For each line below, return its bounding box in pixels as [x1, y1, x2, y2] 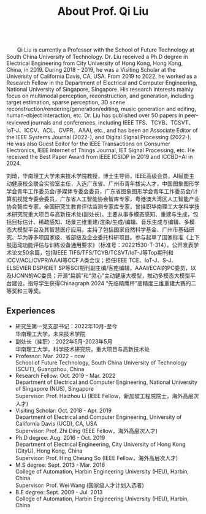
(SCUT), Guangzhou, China [15, 366, 85, 372]
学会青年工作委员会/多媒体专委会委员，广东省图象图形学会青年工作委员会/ [6, 188, 193, 195]
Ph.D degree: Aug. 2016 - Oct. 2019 [15, 434, 105, 441]
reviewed [6, 119, 30, 126]
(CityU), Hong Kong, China [15, 447, 83, 455]
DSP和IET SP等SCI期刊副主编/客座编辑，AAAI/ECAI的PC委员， [32, 264, 191, 272]
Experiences [6, 305, 56, 316]
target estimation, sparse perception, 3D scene [6, 99, 126, 106]
